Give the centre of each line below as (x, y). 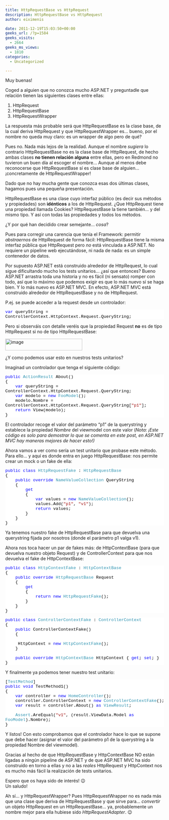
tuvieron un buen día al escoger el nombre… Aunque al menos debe (76, 163)
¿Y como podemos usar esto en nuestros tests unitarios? (64, 358)
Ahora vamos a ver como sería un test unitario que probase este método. (81, 451)
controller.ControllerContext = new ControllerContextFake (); (90, 701)
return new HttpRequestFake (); (72, 597)
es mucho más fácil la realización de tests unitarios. (59, 771)
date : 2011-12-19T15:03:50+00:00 (40, 28)
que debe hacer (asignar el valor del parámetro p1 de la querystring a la (79, 739)
